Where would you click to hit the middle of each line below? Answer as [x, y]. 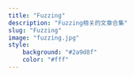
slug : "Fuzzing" [35, 30]
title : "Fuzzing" [37, 15]
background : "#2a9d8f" [60, 52]
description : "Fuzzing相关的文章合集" [68, 23]
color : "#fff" [46, 60]
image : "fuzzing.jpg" [44, 38]
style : [19, 45]
